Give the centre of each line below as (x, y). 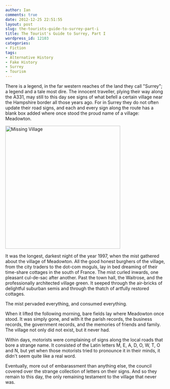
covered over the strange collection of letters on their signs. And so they (81, 371)
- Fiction (16, 48)
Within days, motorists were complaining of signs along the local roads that (84, 340)
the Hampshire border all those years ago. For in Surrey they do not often (82, 102)
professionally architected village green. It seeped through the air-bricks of (84, 283)
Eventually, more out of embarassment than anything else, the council (78, 366)
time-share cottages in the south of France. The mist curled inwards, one (82, 272)
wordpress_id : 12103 (27, 39)
